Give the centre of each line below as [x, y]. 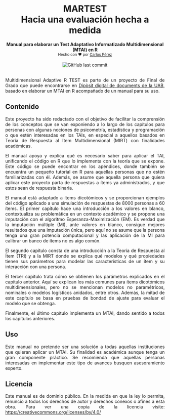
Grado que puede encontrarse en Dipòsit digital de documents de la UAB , [85, 85]
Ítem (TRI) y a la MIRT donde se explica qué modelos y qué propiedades [85, 256]
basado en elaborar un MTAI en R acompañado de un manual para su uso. [82, 91]
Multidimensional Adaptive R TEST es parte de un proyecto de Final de [85, 80]
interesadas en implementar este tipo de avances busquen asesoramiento [85, 363]
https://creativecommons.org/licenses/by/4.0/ [53, 412]
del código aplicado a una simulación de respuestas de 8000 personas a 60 [85, 203]
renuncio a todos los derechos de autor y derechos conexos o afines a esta [85, 402]
